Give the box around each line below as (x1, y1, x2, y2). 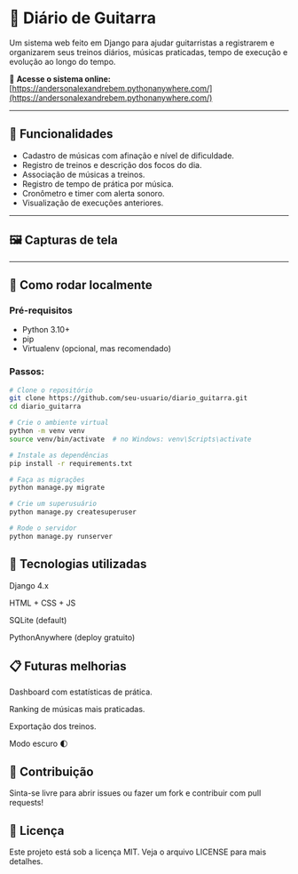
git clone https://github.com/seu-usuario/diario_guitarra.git (9, 394, 248, 403)
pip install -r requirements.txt (9, 459, 133, 468)
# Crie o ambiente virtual (9, 418, 109, 428)
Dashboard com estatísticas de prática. (9, 686, 153, 697)
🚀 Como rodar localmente (9, 277, 153, 293)
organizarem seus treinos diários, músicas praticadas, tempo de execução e (9, 46, 288, 57)
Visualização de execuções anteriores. (21, 197, 164, 208)
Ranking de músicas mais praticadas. (9, 704, 145, 715)
